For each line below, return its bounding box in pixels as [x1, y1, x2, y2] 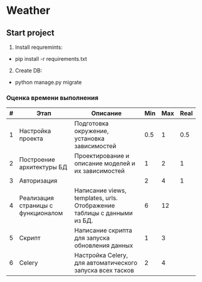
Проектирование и [74, 152, 130, 160]
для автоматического [74, 258, 138, 267]
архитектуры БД [19, 163, 68, 172]
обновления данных [74, 242, 133, 250]
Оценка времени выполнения [6, 93, 99, 102]
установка [74, 134, 105, 143]
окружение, [74, 127, 109, 136]
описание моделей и [74, 159, 136, 168]
